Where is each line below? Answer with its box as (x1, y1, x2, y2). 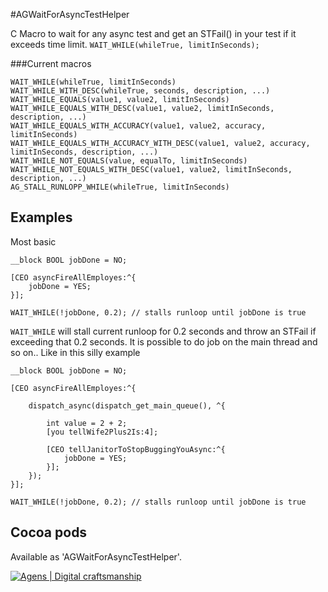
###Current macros (10, 58, 92, 69)
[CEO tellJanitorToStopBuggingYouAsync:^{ (46, 444, 226, 454)
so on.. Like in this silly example (10, 346, 141, 358)
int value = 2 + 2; (46, 418, 128, 428)
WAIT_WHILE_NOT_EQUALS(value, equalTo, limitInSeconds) (10, 156, 248, 166)
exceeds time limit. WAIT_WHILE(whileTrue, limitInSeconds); (10, 39, 260, 50)
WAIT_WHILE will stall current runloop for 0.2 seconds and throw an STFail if (10, 325, 317, 337)
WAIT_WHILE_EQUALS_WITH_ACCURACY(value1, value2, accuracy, (10, 121, 267, 131)
